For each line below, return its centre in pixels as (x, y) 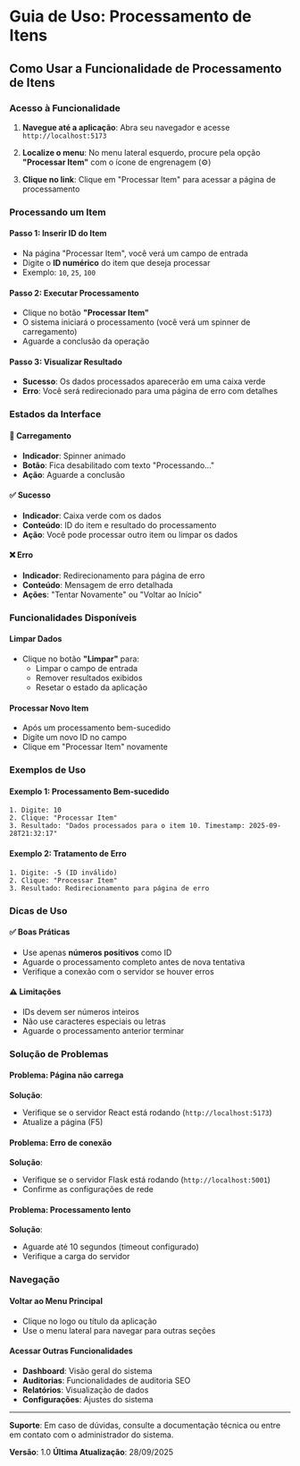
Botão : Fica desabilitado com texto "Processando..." (118, 465)
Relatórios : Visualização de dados (85, 1390)
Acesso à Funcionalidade (65, 107)
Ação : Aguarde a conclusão (73, 474)
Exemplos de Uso (48, 770)
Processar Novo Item (49, 708)
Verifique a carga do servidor (76, 1257)
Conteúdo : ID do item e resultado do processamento (119, 524)
